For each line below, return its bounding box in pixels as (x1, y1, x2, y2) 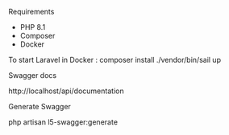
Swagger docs (8, 71, 57, 80)
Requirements (8, 7, 55, 16)
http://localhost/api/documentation (8, 86, 124, 96)
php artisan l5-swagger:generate (8, 117, 119, 127)
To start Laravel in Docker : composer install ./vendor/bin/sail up (8, 55, 222, 64)
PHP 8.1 (19, 22, 46, 31)
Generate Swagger (8, 102, 71, 111)
